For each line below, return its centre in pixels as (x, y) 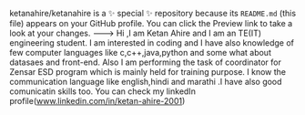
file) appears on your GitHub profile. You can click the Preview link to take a (151, 23)
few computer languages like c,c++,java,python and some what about (140, 52)
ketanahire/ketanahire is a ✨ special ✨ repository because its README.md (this (153, 13)
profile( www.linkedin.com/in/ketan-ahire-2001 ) (97, 101)
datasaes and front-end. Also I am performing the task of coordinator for (146, 62)
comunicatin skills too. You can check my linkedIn (102, 91)
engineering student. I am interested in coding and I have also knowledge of (152, 43)
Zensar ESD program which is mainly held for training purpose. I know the (148, 72)
